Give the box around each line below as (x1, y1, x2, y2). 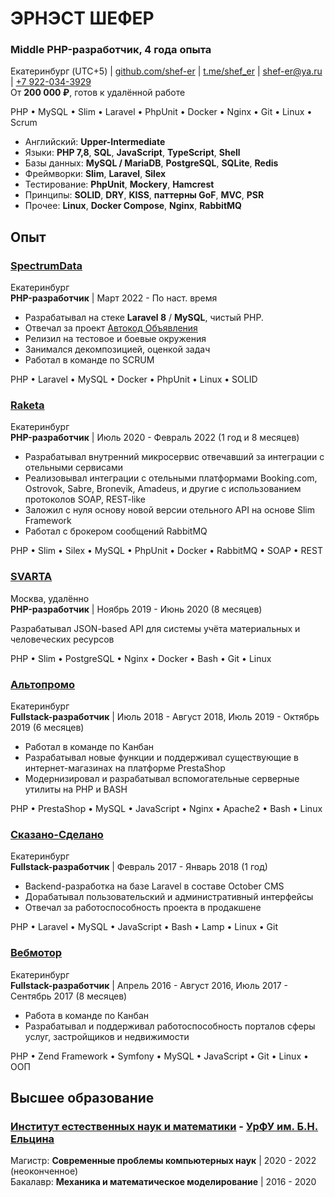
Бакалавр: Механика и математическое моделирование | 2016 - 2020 (10, 1176, 317, 1188)
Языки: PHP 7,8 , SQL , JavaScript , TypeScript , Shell (24, 147, 241, 159)
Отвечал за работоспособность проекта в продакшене (24, 902, 262, 914)
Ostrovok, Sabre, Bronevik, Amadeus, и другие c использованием (24, 483, 302, 495)
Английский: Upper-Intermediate (24, 136, 166, 148)
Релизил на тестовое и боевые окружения (24, 333, 207, 345)
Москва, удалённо (10, 592, 90, 604)
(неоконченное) (10, 1165, 79, 1177)
